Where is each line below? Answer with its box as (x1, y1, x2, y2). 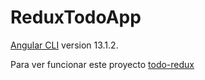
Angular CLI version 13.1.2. (10, 39, 119, 51)
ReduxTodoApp (10, 6, 142, 29)
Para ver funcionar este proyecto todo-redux (10, 58, 195, 70)
